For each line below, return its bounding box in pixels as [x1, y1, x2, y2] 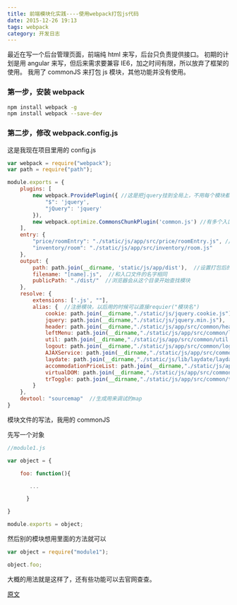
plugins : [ [20, 185, 52, 192]
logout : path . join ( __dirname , [44, 343, 134, 350]
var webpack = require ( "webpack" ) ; [7, 159, 112, 166]
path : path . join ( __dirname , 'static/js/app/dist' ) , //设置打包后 [32, 264, 227, 271]
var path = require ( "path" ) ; [7, 166, 93, 173]
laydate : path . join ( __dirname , [44, 355, 138, 363]
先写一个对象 [7, 430, 44, 439]
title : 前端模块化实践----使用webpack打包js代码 [7, 10, 139, 18]
